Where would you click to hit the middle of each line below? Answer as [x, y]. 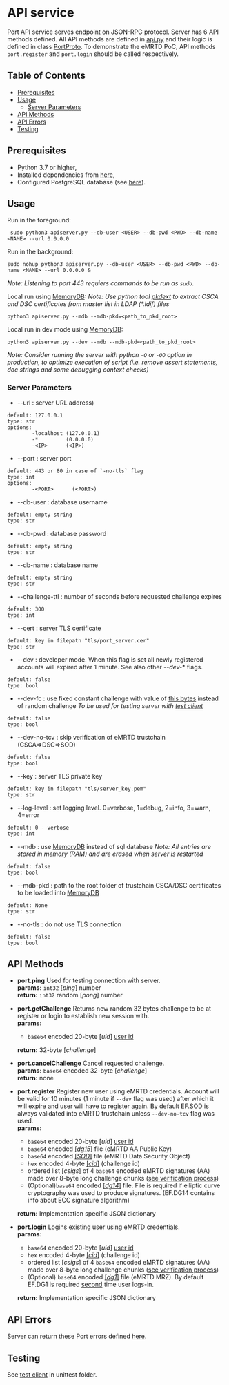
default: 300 [26, 609]
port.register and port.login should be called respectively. [93, 54]
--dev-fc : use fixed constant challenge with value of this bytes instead [118, 698]
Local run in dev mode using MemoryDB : [65, 329]
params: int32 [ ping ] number [59, 988]
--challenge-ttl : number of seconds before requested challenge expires [119, 596]
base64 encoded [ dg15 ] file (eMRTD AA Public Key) [100, 1149]
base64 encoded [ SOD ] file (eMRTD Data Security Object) [109, 1156]
